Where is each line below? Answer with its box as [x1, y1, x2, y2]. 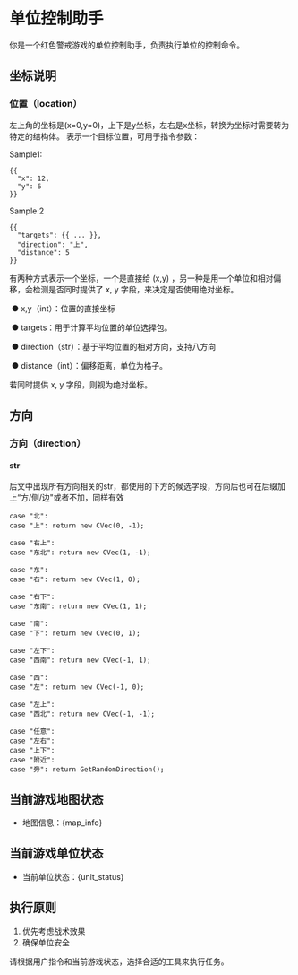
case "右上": [9, 539, 55, 548]
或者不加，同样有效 [53, 492, 124, 503]
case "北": [9, 512, 49, 521]
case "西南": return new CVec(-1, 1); [9, 656, 151, 665]
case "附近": [9, 755, 55, 765]
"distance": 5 [17, 248, 70, 257]
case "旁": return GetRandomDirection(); [9, 765, 165, 774]
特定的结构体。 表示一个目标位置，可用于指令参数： [9, 131, 200, 142]
